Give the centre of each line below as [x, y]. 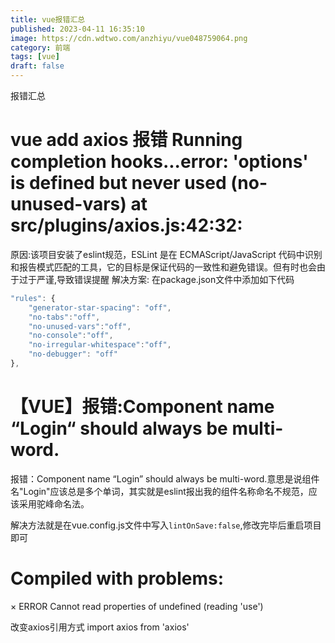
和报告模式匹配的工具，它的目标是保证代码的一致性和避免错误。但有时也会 [163, 267]
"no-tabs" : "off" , [64, 317]
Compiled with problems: [117, 578]
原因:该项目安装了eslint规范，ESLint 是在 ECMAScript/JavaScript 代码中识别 [166, 254]
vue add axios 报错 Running [126, 140]
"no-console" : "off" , [71, 336]
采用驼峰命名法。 [54, 503]
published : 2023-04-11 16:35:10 [77, 29]
